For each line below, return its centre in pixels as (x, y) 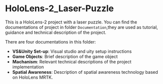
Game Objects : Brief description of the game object (65, 56)
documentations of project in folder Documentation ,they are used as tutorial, (82, 27)
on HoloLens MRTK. (33, 77)
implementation (28, 67)
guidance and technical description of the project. (56, 32)
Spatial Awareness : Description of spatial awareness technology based (85, 72)
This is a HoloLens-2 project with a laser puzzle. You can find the (71, 22)
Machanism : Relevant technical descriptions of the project (72, 62)
